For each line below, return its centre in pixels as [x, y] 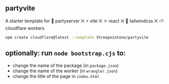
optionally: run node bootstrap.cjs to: [65, 53]
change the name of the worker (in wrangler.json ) [65, 71]
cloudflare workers [25, 28]
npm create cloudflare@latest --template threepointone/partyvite [77, 37]
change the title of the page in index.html [56, 76]
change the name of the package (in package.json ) [66, 65]
